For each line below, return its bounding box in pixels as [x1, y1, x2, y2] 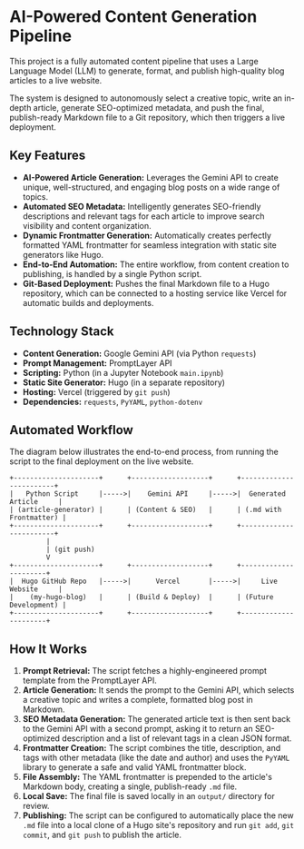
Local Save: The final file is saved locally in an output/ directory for [22, 791, 275, 802]
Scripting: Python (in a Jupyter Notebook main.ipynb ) [22, 367, 224, 378]
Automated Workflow [9, 422, 133, 438]
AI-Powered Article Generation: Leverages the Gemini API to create [22, 172, 279, 183]
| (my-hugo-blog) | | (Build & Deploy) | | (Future [9, 593, 274, 602]
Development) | [9, 601, 67, 610]
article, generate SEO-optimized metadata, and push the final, [33, 102, 265, 113]
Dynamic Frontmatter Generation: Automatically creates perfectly [22, 230, 272, 241]
